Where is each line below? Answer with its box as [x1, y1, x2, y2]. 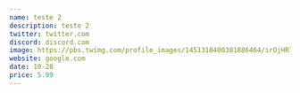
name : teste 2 [9, 12, 62, 22]
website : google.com [9, 54, 87, 63]
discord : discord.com [9, 37, 90, 47]
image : [9, 46, 34, 55]
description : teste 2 [9, 21, 90, 30]
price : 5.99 [9, 71, 54, 80]
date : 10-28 [9, 63, 54, 72]
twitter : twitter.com [9, 29, 90, 38]
